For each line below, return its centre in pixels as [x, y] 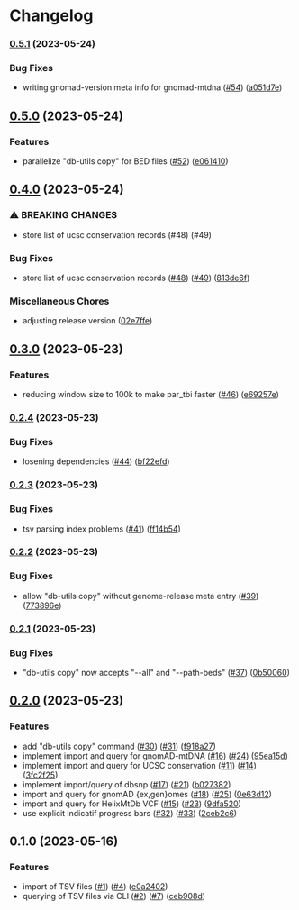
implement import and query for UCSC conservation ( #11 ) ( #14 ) [139, 765]
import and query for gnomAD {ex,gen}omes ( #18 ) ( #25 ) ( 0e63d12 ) [147, 794]
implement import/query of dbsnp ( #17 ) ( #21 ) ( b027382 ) [127, 784]
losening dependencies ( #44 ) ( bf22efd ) [96, 461]
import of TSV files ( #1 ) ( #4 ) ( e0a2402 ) [95, 887]
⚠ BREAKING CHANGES [63, 215]
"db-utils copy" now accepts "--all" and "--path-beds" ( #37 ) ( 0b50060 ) [156, 672]
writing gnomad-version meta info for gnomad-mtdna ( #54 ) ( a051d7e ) [152, 87]
